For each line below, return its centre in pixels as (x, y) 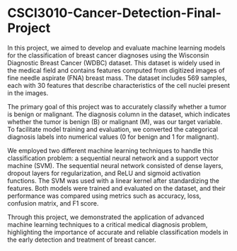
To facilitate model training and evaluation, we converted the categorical (112, 129)
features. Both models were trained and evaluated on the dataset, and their (117, 188)
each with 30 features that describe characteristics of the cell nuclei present (118, 85)
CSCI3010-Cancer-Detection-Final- (114, 13)
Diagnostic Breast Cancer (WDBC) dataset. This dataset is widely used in (114, 62)
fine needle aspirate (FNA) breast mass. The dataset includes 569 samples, (117, 78)
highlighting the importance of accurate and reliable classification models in (118, 232)
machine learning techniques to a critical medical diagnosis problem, (108, 224)
